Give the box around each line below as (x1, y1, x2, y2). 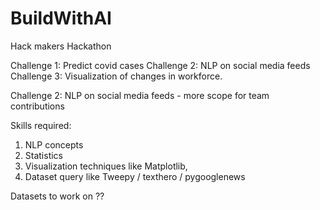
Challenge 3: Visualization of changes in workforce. (10, 70, 223, 82)
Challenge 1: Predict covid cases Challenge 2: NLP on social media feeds (10, 59, 311, 71)
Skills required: (10, 119, 72, 131)
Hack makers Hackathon (10, 40, 112, 52)
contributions (10, 100, 65, 112)
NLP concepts (24, 138, 84, 151)
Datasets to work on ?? (10, 190, 105, 202)
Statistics (24, 149, 64, 161)
